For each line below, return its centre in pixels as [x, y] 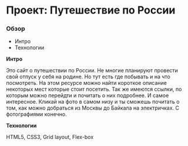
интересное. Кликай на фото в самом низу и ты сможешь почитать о [93, 102]
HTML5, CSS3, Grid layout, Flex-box [50, 137]
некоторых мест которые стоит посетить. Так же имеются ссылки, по [94, 89]
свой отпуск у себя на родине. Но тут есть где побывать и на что [88, 77]
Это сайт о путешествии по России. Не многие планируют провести [92, 71]
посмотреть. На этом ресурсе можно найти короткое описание [87, 83]
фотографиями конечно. [36, 114]
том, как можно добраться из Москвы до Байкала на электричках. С [93, 108]
